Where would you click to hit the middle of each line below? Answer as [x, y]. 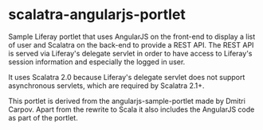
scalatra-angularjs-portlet [97, 15]
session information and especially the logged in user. [97, 62]
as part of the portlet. [43, 117]
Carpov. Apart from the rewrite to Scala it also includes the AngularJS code [131, 109]
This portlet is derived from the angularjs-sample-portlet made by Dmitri [127, 101]
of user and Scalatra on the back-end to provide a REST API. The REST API [131, 44]
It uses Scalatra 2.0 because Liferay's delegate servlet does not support [127, 77]
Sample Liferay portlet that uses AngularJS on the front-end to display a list [132, 36]
